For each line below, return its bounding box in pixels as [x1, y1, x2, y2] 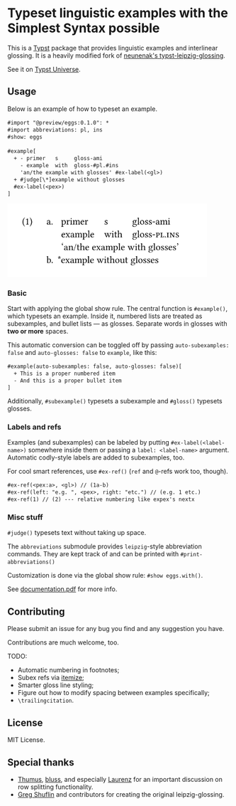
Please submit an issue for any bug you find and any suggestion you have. [7, 625, 225, 633]
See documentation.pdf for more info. [7, 585, 118, 593]
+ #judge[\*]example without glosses [13, 176, 125, 183]
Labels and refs [7, 422, 62, 432]
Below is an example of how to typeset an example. [7, 105, 158, 113]
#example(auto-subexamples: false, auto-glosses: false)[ [7, 363, 182, 370]
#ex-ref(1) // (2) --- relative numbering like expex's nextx [7, 496, 195, 503]
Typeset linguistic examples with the [7, 5, 228, 21]
